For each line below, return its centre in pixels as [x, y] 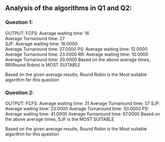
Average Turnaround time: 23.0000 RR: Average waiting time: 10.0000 [77, 54]
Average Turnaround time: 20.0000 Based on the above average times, [78, 60]
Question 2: [20, 92]
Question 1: [19, 22]
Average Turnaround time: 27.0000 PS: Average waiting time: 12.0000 [76, 49]
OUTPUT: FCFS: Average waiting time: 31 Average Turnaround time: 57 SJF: [83, 103]
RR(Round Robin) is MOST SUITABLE [43, 65]
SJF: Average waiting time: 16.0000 [41, 44]
